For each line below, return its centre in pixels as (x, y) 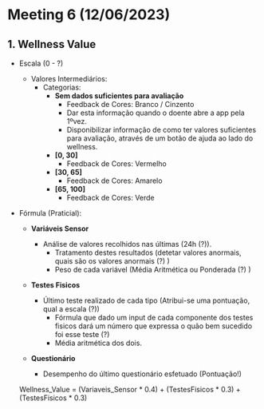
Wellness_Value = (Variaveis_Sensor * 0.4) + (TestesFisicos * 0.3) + (130, 389)
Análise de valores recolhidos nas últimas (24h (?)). (127, 244)
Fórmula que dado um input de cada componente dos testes (154, 318)
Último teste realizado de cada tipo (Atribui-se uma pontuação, (146, 300)
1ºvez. (77, 121)
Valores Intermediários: (69, 79)
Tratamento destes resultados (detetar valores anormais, (148, 252)
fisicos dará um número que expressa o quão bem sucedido (154, 326)
